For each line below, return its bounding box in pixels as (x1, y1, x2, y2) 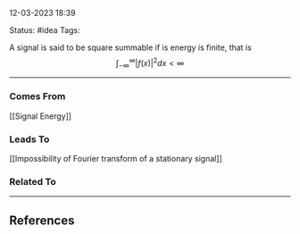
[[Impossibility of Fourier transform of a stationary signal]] (9, 154, 223, 164)
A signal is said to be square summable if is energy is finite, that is (9, 42, 252, 53)
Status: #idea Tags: (9, 25, 80, 35)
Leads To (9, 133, 50, 146)
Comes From (9, 90, 66, 103)
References (9, 213, 75, 228)
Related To (9, 175, 56, 188)
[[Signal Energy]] (9, 111, 72, 121)
